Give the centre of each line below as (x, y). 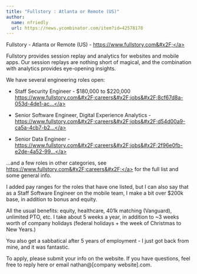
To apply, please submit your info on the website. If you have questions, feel (98, 259)
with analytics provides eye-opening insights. (61, 69)
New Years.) (21, 229)
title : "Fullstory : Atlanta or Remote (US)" (63, 11)
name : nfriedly (30, 22)
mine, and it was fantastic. (38, 247)
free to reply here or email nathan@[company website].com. (79, 265)
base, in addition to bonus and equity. (52, 199)
